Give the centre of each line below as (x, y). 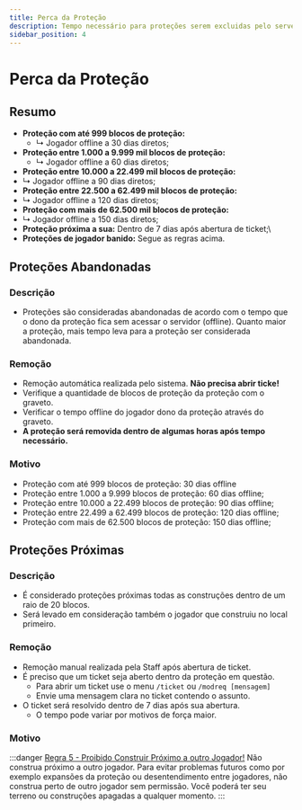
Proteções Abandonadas (80, 267)
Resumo (33, 112)
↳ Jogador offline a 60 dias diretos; (102, 162)
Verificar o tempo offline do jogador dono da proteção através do (143, 412)
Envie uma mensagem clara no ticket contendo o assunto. (143, 695)
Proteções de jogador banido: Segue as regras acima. (124, 238)
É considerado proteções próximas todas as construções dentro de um (154, 595)
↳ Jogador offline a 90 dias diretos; (89, 182)
